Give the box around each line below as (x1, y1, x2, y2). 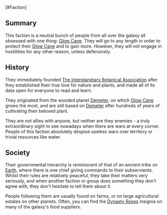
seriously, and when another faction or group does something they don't (5, 178, 156, 184)
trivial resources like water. (5, 134, 62, 140)
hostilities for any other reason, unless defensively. (5, 48, 111, 55)
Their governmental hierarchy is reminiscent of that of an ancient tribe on (5, 162, 158, 168)
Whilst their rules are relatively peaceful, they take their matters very (5, 173, 148, 179)
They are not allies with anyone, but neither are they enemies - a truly (5, 117, 150, 123)
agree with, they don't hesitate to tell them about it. (5, 183, 112, 189)
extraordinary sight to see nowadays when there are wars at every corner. (5, 123, 160, 129)
